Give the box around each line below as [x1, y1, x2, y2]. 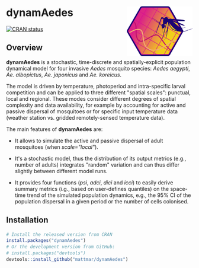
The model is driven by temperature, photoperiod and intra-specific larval [6, 82, 185, 90]
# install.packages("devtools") [6, 250, 86, 256]
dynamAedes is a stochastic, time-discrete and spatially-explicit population [6, 58, 191, 65]
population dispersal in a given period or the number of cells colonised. [14, 197, 189, 205]
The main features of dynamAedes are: [6, 125, 103, 133]
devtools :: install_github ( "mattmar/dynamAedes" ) [6, 257, 129, 263]
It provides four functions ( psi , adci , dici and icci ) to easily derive [14, 178, 174, 186]
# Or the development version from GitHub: [6, 244, 115, 250]
